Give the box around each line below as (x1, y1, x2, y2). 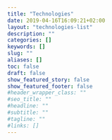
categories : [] (7, 37, 52, 44)
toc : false (7, 63, 39, 70)
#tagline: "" (7, 115, 46, 122)
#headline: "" (7, 103, 49, 110)
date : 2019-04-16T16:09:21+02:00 (7, 17, 106, 24)
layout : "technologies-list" (7, 23, 93, 30)
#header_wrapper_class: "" (7, 89, 87, 96)
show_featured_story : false (7, 76, 90, 83)
